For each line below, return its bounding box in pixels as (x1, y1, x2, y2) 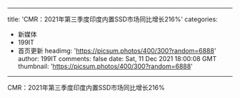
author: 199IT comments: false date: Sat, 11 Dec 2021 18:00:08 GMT (17, 55, 217, 62)
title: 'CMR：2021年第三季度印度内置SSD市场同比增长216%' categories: (7, 15, 218, 23)
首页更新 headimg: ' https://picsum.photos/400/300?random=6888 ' (17, 47, 216, 55)
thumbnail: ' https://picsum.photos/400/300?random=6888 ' (17, 62, 193, 70)
